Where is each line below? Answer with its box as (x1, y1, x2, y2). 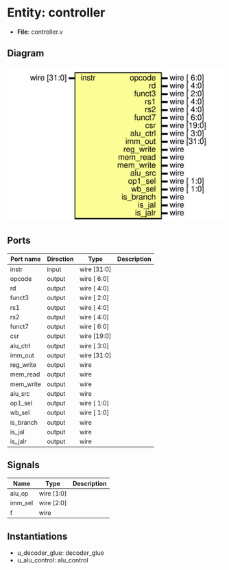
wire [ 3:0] (80, 341, 110, 350)
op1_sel (10, 399, 33, 408)
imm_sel (10, 499, 34, 507)
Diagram (7, 47, 45, 59)
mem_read (10, 370, 40, 379)
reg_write (10, 361, 37, 369)
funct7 (10, 322, 29, 331)
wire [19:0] (80, 332, 112, 340)
